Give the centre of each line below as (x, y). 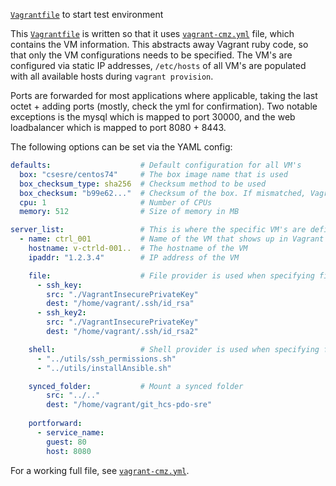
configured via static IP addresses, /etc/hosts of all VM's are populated (158, 65)
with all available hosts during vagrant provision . (112, 76)
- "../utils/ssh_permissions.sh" (106, 359)
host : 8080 (69, 451)
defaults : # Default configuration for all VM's (156, 165)
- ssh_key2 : (61, 313)
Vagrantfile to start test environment (87, 14)
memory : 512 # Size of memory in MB (129, 212)
